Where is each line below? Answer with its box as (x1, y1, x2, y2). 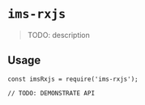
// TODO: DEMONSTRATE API (7, 89, 95, 97)
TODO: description (27, 30, 91, 40)
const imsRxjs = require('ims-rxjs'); (7, 75, 139, 83)
